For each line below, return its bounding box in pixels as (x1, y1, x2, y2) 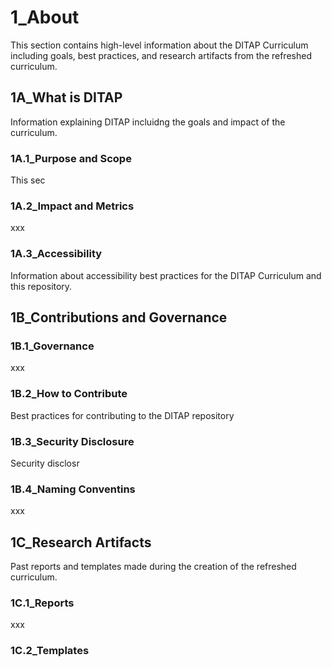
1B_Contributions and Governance (10, 309, 228, 326)
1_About (10, 6, 80, 29)
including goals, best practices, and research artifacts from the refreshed (10, 49, 312, 61)
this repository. (10, 280, 73, 292)
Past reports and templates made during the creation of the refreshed (10, 561, 297, 573)
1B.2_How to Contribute (10, 387, 128, 401)
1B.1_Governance (10, 339, 95, 353)
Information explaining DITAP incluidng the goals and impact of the (10, 116, 286, 128)
